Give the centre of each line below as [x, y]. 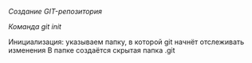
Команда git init [35, 26]
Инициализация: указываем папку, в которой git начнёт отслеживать [126, 42]
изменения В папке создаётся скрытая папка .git [92, 50]
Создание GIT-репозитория [55, 11]
